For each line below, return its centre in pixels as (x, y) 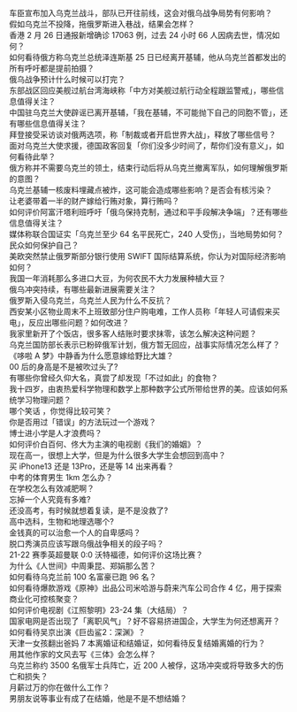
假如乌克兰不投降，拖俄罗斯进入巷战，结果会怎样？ (102, 24)
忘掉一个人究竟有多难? (50, 499)
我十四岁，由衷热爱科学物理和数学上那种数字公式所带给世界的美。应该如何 (145, 389)
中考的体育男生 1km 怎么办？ (61, 477)
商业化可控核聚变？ (44, 599)
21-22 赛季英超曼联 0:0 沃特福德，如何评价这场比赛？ (106, 555)
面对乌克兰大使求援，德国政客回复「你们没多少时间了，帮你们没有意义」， (143, 145)
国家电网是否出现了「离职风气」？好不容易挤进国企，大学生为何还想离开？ (145, 621)
